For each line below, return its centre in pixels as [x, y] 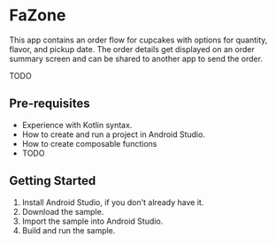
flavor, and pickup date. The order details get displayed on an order [132, 49]
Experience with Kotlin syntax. [77, 125]
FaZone [38, 15]
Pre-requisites [50, 104]
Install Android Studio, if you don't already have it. [113, 202]
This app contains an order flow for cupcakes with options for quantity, [138, 40]
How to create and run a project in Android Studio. [114, 134]
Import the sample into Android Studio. [92, 221]
